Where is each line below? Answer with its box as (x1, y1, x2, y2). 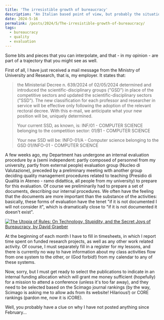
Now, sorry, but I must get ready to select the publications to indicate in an (5, 269, 155, 274)
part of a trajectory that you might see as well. (5, 57, 98, 64)
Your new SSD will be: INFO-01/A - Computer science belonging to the (17, 137, 159, 143)
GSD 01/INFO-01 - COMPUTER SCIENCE (17, 142, 99, 148)
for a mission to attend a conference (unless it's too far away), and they (5, 279, 149, 285)
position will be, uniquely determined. (17, 113, 93, 119)
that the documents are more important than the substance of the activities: (5, 193, 157, 199)
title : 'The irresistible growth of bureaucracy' (5, 7, 108, 12)
